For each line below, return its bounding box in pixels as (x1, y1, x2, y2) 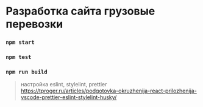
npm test (5, 53, 32, 61)
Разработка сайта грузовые (5, 4, 155, 18)
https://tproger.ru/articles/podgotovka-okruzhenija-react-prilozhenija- (20, 87, 198, 95)
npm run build (5, 68, 48, 75)
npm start (5, 39, 35, 46)
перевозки (5, 17, 63, 31)
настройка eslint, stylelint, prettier (20, 81, 107, 88)
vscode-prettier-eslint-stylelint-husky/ (20, 94, 117, 101)
